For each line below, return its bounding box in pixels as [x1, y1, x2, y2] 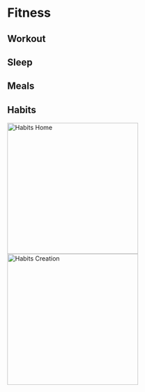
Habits [7, 103, 37, 116]
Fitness [7, 5, 51, 21]
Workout [7, 33, 46, 45]
